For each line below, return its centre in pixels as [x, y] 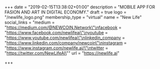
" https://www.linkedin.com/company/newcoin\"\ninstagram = [66, 43]
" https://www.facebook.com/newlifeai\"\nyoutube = [56, 33]
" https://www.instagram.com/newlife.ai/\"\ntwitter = [56, 48]
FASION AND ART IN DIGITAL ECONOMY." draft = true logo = [66, 12]
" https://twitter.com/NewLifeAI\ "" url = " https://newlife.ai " [62, 53]
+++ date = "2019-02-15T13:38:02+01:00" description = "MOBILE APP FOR [80, 7]
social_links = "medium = [30, 22]
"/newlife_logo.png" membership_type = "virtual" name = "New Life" [73, 17]
